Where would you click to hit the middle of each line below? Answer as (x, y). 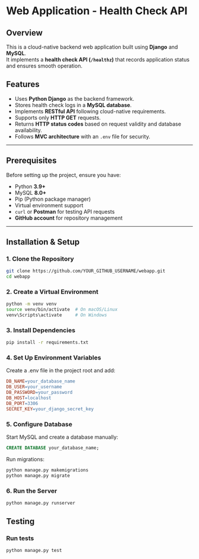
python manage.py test (34, 551)
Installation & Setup (43, 242)
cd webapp (18, 277)
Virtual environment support (49, 205)
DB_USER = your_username (34, 387)
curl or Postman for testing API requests (65, 211)
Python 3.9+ (30, 186)
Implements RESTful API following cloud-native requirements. (90, 111)
